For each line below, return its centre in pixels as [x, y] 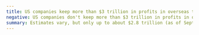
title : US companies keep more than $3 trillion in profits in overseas [98, 12]
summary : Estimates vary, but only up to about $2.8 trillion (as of [94, 23]
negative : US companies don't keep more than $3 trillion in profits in [98, 17]
